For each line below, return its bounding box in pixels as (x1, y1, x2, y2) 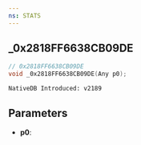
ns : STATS (8, 11, 42, 20)
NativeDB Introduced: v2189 (8, 85, 103, 93)
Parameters (8, 106, 68, 120)
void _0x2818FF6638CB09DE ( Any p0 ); (8, 70, 127, 79)
